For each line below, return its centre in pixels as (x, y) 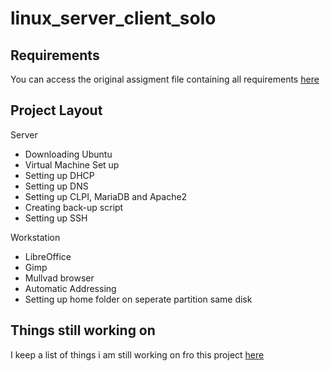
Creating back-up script (74, 207)
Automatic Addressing (70, 288)
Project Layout (56, 110)
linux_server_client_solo (113, 18)
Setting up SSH (56, 218)
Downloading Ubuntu (68, 154)
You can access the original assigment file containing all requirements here (165, 79)
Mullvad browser (59, 278)
